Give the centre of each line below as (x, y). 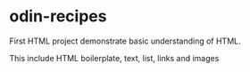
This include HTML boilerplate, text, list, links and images (114, 58)
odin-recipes (58, 16)
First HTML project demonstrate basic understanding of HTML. (125, 41)
